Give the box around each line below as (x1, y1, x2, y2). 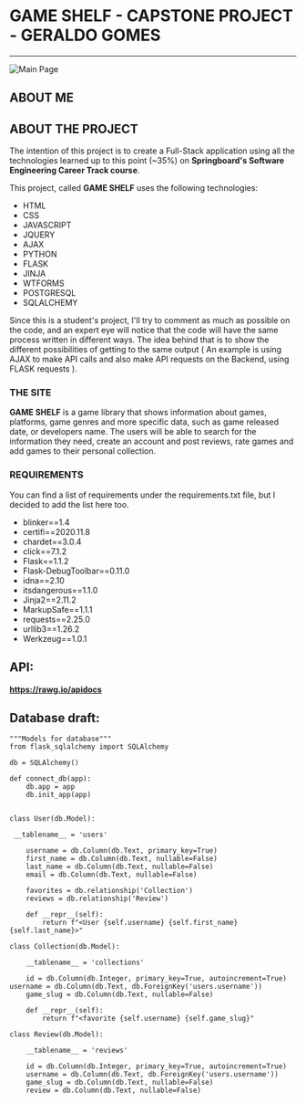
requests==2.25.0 (22, 614, 91, 625)
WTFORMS (22, 278, 66, 289)
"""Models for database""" (9, 734, 112, 744)
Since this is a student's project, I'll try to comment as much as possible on (9, 315, 291, 326)
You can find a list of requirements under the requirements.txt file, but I (9, 489, 276, 500)
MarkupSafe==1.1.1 (22, 604, 93, 615)
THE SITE (9, 386, 52, 399)
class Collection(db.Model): (9, 942, 120, 951)
